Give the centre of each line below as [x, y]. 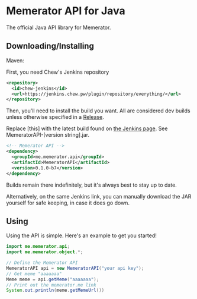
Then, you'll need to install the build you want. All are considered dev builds [98, 111]
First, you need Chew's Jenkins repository [58, 72]
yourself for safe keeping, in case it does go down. [68, 203]
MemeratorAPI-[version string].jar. [48, 135]
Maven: [15, 60]
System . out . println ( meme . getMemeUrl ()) [55, 290]
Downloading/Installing [50, 46]
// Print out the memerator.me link [51, 285]
